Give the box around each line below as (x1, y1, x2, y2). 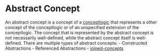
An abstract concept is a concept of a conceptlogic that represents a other (5, 19, 157, 25)
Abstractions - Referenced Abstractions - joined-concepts (5, 45, 124, 51)
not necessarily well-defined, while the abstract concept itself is (5, 35, 136, 41)
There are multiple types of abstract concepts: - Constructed (23, 40, 147, 46)
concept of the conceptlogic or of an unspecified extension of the (5, 24, 139, 30)
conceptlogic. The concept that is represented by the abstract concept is (5, 29, 154, 35)
